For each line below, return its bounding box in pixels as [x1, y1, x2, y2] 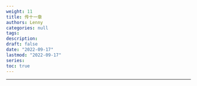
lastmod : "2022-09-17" [6, 52, 62, 58]
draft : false [6, 42, 38, 47]
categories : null [6, 25, 49, 31]
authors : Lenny [6, 19, 43, 25]
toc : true [6, 63, 30, 69]
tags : [6, 30, 19, 36]
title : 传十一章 [6, 14, 42, 20]
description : [6, 36, 38, 42]
